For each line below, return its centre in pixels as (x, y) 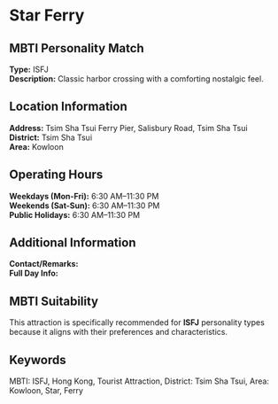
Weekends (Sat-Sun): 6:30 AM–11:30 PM (85, 206)
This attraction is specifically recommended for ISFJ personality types (137, 322)
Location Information (68, 107)
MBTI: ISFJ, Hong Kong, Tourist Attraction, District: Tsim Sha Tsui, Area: (139, 381)
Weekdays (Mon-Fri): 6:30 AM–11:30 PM (84, 196)
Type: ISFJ (29, 69)
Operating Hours (56, 175)
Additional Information (73, 243)
